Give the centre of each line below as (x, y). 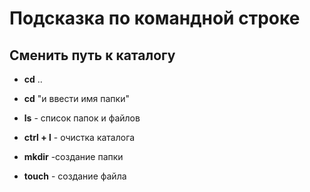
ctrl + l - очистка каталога (79, 137)
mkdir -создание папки (73, 156)
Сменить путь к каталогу (92, 55)
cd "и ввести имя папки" (76, 98)
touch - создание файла (75, 176)
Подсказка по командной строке (155, 18)
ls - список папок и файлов (82, 118)
